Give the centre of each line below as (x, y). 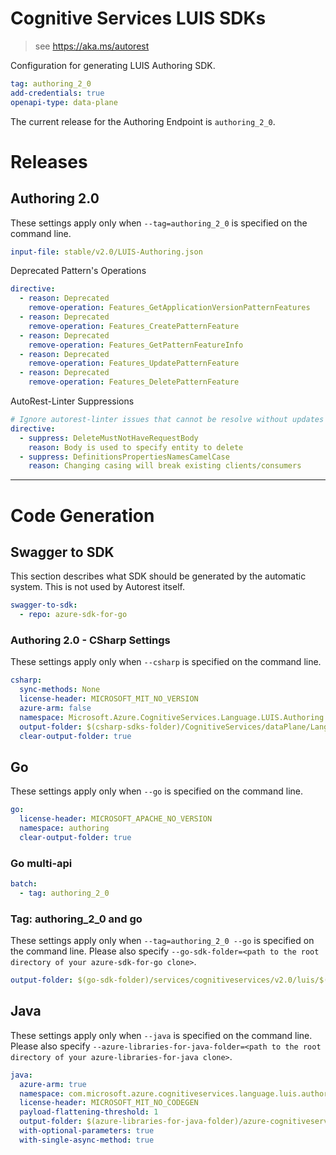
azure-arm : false (55, 708)
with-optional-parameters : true (87, 1131)
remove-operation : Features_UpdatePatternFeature (134, 363)
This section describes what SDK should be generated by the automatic (158, 576)
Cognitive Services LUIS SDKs (138, 18)
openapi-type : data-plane (64, 102)
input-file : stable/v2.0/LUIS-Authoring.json (106, 252)
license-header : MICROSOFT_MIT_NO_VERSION (109, 699)
